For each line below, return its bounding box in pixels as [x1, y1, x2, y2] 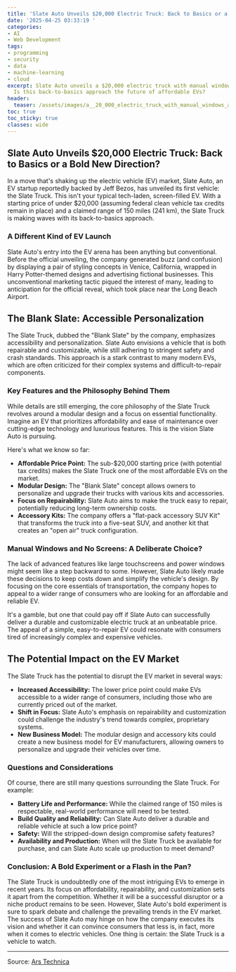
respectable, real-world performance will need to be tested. [17, 807, 191, 815]
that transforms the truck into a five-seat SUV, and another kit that [17, 519, 209, 527]
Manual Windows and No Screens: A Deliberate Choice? [7, 543, 202, 553]
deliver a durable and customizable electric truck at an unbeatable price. [7, 618, 218, 627]
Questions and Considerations [7, 762, 114, 772]
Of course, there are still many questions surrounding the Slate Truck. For [7, 778, 220, 787]
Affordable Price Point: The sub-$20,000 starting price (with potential [17, 459, 222, 467]
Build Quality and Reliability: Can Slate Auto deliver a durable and [17, 815, 209, 823]
